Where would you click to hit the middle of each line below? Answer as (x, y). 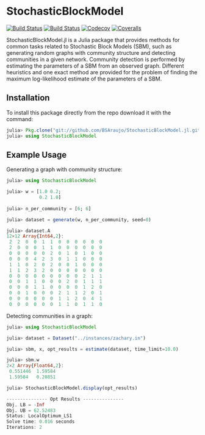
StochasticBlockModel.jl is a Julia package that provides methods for (93, 40)
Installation (28, 98)
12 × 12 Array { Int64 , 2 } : (35, 236)
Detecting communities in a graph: (49, 316)
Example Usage (37, 154)
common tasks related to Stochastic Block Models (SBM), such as (89, 46)
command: (20, 119)
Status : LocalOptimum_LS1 (39, 416)
